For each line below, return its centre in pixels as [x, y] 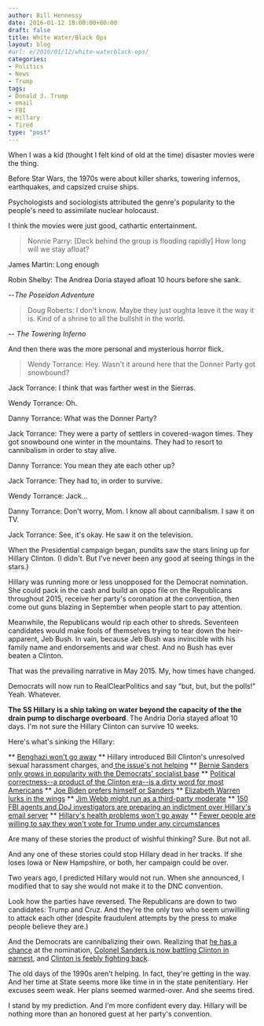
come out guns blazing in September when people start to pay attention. [125, 607]
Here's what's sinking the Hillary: [62, 741]
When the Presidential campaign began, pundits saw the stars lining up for [129, 550]
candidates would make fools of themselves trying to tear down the [117, 631]
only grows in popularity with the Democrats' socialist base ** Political [122, 773]
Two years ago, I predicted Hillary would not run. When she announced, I [126, 877]
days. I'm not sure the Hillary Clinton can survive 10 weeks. [104, 726]
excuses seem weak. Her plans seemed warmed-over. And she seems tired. [131, 990]
